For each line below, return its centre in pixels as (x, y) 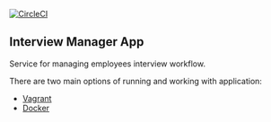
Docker (36, 108)
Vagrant (37, 98)
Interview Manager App (77, 42)
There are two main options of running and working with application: (136, 81)
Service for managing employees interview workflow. (108, 64)
